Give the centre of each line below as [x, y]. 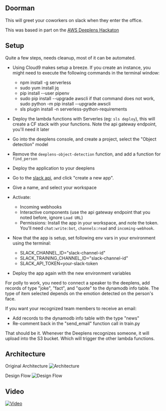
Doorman [20, 8]
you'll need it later [31, 129]
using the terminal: [31, 243]
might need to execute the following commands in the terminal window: [86, 72]
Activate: [21, 197]
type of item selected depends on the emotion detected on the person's [79, 293]
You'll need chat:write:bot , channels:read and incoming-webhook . [87, 228]
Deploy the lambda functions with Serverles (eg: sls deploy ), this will [84, 118]
